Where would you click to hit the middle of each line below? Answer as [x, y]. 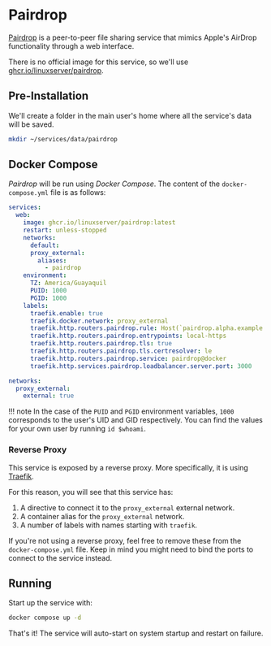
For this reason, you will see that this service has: [91, 492]
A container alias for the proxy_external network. [102, 516]
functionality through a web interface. [71, 46]
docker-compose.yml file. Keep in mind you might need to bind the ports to [131, 549]
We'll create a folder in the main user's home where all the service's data [130, 115]
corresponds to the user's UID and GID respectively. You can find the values [136, 420]
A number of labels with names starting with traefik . [108, 525]
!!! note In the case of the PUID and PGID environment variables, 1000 [121, 411]
